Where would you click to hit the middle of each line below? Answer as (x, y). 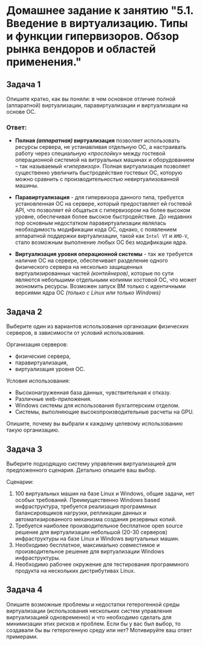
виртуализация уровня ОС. (50, 369)
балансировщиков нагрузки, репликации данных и (81, 513)
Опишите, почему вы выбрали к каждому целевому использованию (95, 424)
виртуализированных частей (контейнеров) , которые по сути (94, 274)
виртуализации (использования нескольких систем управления (89, 611)
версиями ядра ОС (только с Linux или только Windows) (88, 293)
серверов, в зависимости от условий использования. (76, 333)
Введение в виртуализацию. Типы (97, 23)
